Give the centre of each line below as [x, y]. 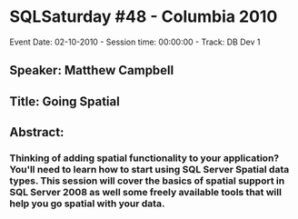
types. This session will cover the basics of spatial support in [147, 181]
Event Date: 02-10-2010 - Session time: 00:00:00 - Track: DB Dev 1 [135, 42]
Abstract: [37, 132]
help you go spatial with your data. [87, 204]
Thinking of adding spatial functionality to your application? [144, 158]
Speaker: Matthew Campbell [92, 70]
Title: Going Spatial [65, 101]
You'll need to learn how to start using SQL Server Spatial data [149, 170]
